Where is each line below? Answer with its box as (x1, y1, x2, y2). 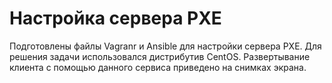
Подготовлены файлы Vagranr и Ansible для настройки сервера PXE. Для (9, 40, 322, 52)
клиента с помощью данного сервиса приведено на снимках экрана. (9, 61, 307, 73)
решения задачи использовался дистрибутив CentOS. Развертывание (9, 50, 311, 62)
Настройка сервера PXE (9, 7, 222, 30)
